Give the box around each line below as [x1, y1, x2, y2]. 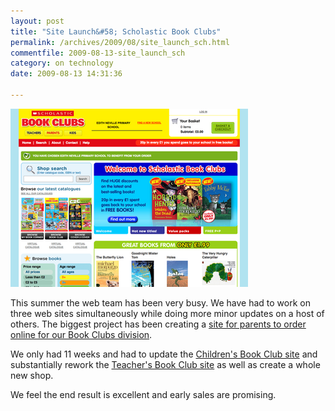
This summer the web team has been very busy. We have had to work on [10, 296, 311, 309]
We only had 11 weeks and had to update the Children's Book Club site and [10, 348, 318, 360]
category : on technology [10, 58, 114, 69]
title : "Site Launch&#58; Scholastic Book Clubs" [10, 26, 222, 37]
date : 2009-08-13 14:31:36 [10, 69, 123, 79]
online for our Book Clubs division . [10, 328, 153, 340]
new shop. [10, 369, 54, 381]
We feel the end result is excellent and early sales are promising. [10, 388, 277, 400]
